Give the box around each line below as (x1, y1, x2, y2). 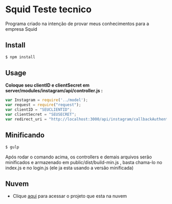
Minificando (5, 131, 45, 139)
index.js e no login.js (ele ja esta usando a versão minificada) (5, 165, 134, 171)
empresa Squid (5, 26, 37, 32)
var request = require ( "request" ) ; (5, 103, 81, 108)
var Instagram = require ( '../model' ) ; (5, 97, 88, 103)
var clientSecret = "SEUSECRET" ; (5, 112, 77, 117)
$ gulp (5, 145, 19, 150)
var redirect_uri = (5, 116, 47, 121)
